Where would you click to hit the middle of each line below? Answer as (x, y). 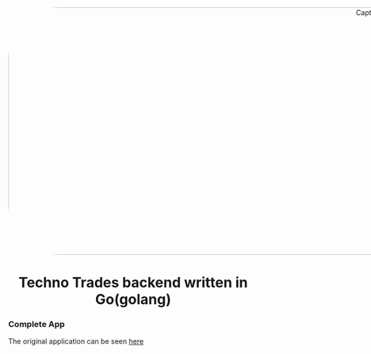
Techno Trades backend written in (133, 283)
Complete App (36, 325)
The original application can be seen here (76, 341)
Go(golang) (133, 300)
